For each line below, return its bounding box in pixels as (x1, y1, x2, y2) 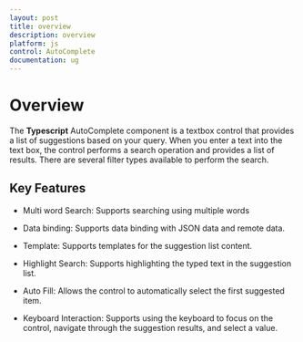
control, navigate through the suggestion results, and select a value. (22, 322, 278, 333)
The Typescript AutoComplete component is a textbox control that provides (9, 125, 295, 136)
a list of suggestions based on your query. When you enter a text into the (9, 134, 283, 146)
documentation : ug (9, 56, 79, 65)
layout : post (9, 13, 59, 23)
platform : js (9, 38, 59, 48)
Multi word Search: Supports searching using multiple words (22, 204, 250, 215)
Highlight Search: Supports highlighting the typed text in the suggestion (22, 257, 292, 269)
